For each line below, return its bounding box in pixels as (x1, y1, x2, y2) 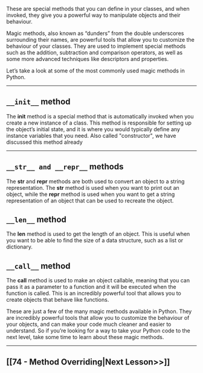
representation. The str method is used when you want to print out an (6, 184, 179, 191)
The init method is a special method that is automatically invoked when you (6, 112, 194, 120)
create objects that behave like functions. (6, 296, 109, 303)
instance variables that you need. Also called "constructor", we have (6, 132, 176, 139)
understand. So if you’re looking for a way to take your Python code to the (6, 327, 190, 334)
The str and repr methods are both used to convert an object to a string (6, 178, 185, 185)
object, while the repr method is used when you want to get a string (6, 190, 175, 198)
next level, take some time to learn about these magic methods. (6, 334, 164, 341)
